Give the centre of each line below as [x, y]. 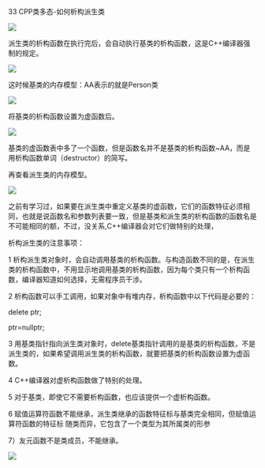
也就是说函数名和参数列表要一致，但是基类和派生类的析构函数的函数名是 [139, 216]
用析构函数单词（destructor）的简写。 [70, 158]
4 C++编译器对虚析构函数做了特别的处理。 [77, 380]
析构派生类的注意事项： [46, 243]
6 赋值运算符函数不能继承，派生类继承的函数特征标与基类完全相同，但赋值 [129, 414]
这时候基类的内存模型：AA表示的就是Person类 [83, 85]
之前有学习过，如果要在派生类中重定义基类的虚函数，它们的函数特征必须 [125, 206]
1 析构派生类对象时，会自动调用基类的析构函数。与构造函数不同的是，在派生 [131, 260]
